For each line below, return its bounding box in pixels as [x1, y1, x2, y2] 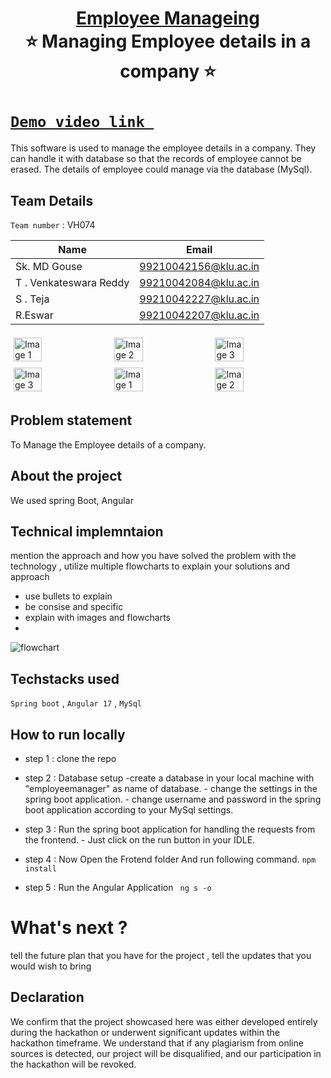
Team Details [10, 192, 94, 209]
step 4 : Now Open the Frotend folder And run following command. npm [24, 853, 317, 865]
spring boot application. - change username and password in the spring [24, 793, 322, 805]
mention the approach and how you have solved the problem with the [10, 550, 297, 562]
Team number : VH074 [10, 218, 96, 231]
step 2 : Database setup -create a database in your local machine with [24, 772, 315, 784]
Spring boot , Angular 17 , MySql [10, 697, 142, 709]
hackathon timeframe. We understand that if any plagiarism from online [10, 1037, 304, 1049]
